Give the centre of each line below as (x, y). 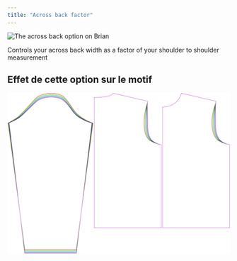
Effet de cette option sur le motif (80, 80)
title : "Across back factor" (50, 15)
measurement (28, 57)
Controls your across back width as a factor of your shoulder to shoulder (113, 50)
